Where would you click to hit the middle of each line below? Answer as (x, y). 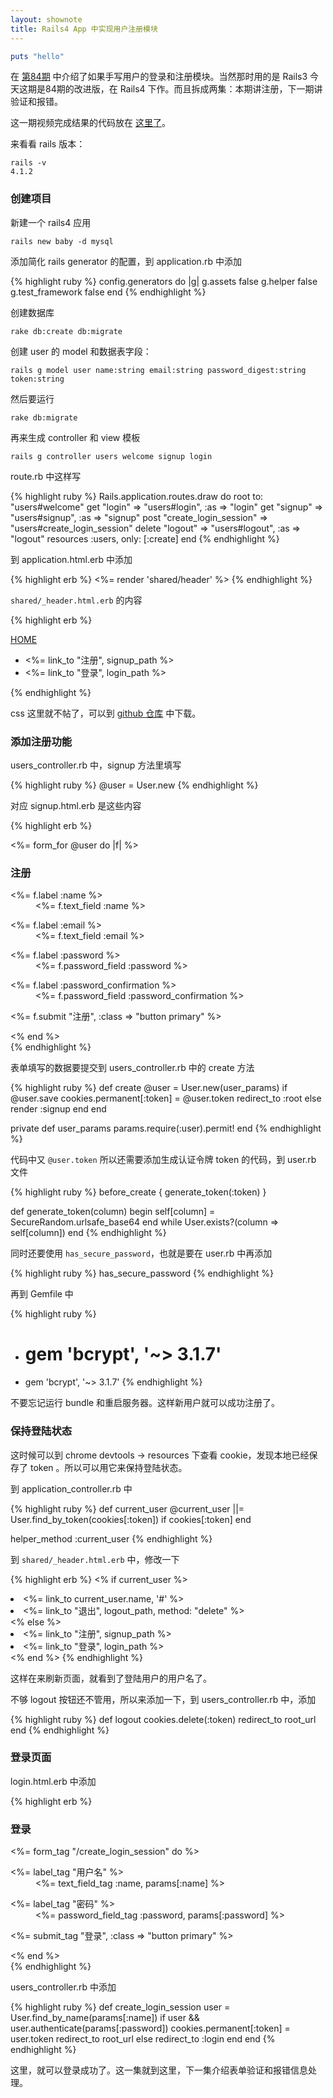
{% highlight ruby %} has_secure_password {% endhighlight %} (142, 1273)
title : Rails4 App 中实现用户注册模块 (84, 29)
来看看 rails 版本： (48, 144)
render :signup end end (58, 1109)
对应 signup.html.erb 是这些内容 (76, 805)
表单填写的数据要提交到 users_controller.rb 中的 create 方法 (132, 1068)
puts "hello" (37, 56)
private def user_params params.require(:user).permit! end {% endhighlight (166, 1128)
